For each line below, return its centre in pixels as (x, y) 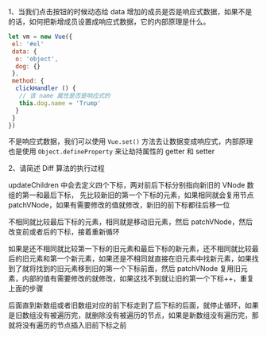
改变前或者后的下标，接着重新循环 (64, 232)
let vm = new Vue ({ (41, 37)
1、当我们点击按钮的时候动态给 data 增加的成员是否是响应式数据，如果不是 (130, 12)
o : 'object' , (37, 59)
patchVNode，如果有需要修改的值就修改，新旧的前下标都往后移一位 (119, 205)
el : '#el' (28, 44)
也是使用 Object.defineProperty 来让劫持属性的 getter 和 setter (112, 151)
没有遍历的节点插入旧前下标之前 (74, 325)
